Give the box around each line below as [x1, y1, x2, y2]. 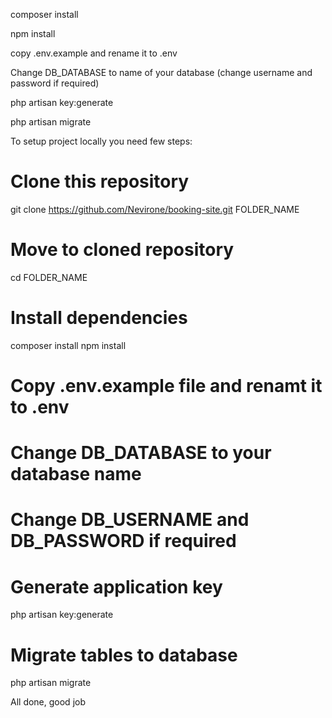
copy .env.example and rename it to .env [10, 47, 178, 59]
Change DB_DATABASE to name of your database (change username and [10, 67, 313, 78]
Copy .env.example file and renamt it [10, 375, 323, 397]
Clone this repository [10, 170, 190, 193]
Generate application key [10, 575, 223, 598]
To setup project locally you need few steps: [10, 135, 193, 147]
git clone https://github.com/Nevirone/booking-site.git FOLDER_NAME [10, 203, 300, 215]
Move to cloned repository [10, 239, 235, 261]
